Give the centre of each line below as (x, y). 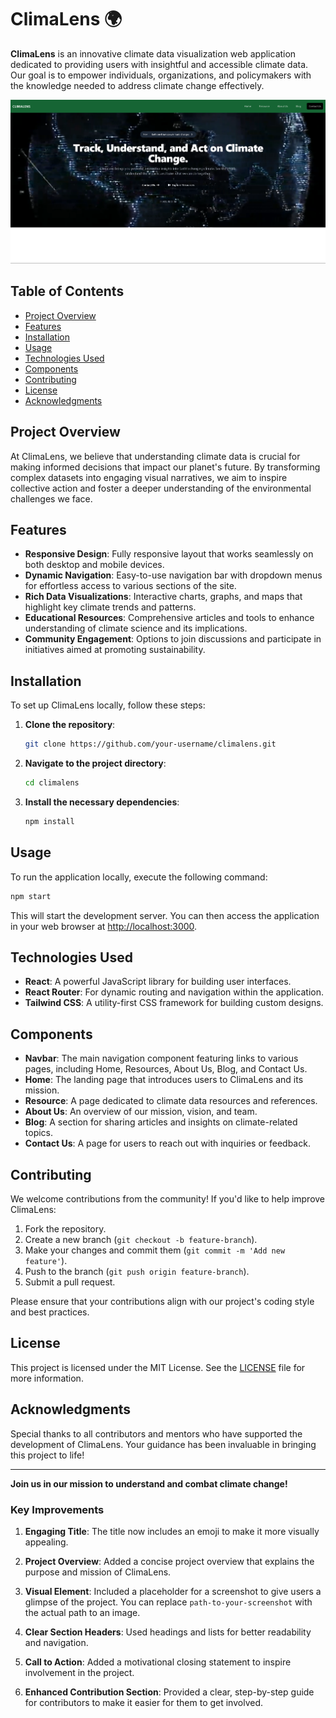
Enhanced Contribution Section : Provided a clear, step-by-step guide (169, 1692)
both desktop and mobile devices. (94, 565)
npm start (31, 896)
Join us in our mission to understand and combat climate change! (149, 1483)
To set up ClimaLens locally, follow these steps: (108, 705)
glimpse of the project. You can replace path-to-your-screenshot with (168, 1602)
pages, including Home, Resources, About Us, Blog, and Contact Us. (166, 1069)
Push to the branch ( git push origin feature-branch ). (137, 1272)
